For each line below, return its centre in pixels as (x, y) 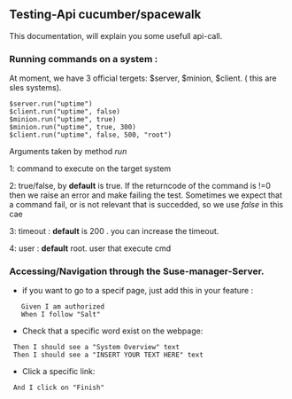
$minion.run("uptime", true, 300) (73, 128)
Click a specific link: (58, 372)
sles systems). (35, 88)
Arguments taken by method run (68, 152)
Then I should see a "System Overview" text (96, 348)
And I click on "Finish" (58, 388)
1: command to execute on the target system (90, 168)
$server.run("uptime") (51, 104)
